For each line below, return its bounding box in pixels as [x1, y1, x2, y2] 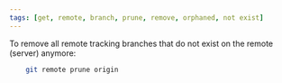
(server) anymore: [9, 47, 77, 59]
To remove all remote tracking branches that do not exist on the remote [9, 38, 273, 49]
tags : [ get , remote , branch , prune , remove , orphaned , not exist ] [9, 13, 264, 23]
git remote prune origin [25, 65, 119, 74]
